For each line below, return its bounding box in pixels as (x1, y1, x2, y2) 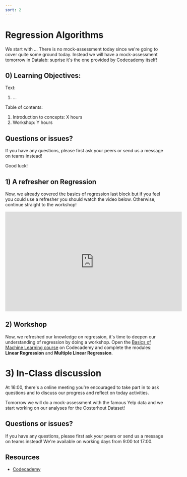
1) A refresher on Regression (5, 178, 97, 186)
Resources (5, 453, 40, 461)
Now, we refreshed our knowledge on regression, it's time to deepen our (5, 333, 156, 339)
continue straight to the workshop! (5, 202, 77, 207)
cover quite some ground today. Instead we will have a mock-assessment (5, 51, 158, 57)
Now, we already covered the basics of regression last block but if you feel (5, 191, 160, 197)
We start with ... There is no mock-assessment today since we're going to (5, 46, 158, 52)
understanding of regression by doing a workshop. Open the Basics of (5, 339, 151, 345)
